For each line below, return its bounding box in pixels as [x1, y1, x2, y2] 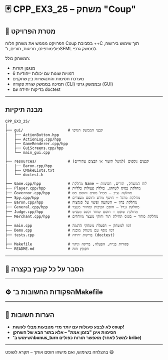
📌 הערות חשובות [5, 310, 55, 319]
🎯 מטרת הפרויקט [5, 27, 56, 35]
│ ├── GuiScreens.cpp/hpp [5, 146, 64, 151]
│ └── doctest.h [5, 172, 43, 177]
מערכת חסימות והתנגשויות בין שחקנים [12, 76, 84, 81]
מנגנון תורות [12, 65, 35, 71]
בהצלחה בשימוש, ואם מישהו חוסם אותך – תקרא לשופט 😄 [5, 349, 114, 355]
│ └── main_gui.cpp [5, 150, 50, 155]
